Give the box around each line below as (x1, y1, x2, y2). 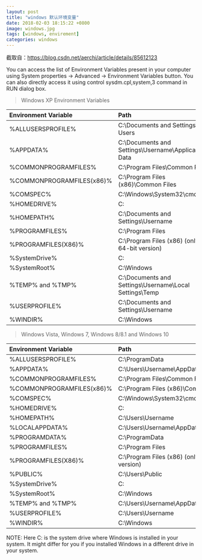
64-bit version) (118, 244, 162, 252)
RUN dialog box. (6, 85, 47, 92)
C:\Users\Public (118, 470, 162, 478)
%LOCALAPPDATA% (9, 424, 68, 432)
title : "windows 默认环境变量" (6, 14, 79, 20)
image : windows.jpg (6, 25, 55, 32)
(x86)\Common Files (118, 181, 177, 188)
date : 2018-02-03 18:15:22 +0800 (6, 20, 90, 26)
